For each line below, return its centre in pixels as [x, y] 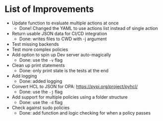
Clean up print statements [38, 65]
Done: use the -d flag [41, 102]
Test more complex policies [40, 49]
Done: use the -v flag [41, 60]
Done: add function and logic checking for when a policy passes [85, 113]
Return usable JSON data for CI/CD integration [59, 33]
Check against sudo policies [41, 108]
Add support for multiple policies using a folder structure [70, 97]
